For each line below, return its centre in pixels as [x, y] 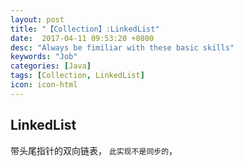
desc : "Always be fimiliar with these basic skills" [122, 47]
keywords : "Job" [44, 57]
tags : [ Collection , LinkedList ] [77, 76]
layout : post [37, 19]
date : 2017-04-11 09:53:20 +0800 [82, 38]
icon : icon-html [44, 85]
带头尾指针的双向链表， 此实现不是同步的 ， [94, 150]
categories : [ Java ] [51, 66]
